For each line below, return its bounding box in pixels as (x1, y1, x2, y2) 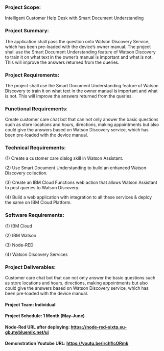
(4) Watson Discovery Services (5, 251, 68, 257)
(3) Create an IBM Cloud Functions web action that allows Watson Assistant (5, 179, 158, 185)
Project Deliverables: (5, 264, 56, 271)
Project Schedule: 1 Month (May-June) (5, 313, 85, 319)
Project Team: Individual (5, 301, 56, 307)
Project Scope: (5, 4, 41, 11)
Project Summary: (5, 27, 49, 34)
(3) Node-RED (5, 242, 34, 248)
